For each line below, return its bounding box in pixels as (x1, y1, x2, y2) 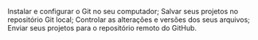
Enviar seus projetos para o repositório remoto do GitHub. (7, 24, 197, 32)
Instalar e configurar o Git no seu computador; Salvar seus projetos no (7, 7, 239, 16)
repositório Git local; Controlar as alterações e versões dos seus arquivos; (7, 15, 250, 24)
